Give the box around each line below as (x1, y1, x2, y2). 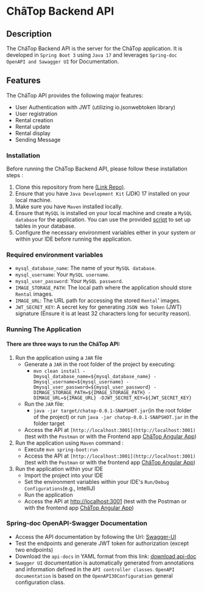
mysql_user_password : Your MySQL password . (15, 277, 124, 285)
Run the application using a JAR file (15, 354, 102, 361)
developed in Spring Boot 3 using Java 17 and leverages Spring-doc (6, 51, 178, 59)
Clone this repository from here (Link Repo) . (15, 183, 126, 191)
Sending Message (15, 136, 61, 143)
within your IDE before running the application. (15, 235, 132, 243)
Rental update (15, 123, 51, 130)
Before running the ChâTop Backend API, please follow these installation (6, 165, 188, 172)
